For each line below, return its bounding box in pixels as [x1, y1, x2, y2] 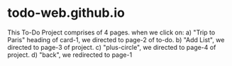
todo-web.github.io [7, 5, 126, 21]
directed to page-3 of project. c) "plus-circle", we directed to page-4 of [7, 43, 216, 51]
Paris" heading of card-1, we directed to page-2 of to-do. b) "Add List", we [7, 35, 225, 44]
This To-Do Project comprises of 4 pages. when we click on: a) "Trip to [7, 28, 216, 37]
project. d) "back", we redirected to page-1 [7, 51, 133, 59]
